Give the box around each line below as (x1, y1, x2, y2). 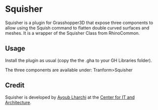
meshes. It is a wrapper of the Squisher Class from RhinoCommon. (5, 30, 140, 36)
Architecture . (5, 99, 32, 105)
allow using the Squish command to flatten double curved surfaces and (5, 25, 150, 30)
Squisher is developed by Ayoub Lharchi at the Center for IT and (5, 94, 135, 100)
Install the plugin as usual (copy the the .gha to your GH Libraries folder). (5, 57, 152, 63)
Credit (5, 81, 25, 89)
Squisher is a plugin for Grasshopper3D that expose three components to (5, 20, 154, 26)
